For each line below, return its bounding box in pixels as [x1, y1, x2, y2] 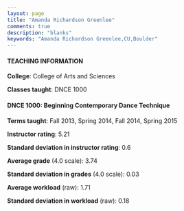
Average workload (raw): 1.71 [7, 183, 91, 191]
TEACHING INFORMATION [7, 56, 84, 65]
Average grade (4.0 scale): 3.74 [7, 156, 98, 165]
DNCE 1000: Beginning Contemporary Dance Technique [7, 101, 170, 109]
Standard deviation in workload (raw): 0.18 [7, 197, 130, 205]
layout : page [7, 10, 45, 17]
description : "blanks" [7, 29, 72, 36]
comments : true [7, 23, 51, 30]
